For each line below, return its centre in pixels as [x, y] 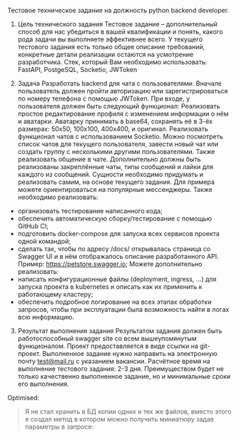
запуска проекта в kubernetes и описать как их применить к [110, 287]
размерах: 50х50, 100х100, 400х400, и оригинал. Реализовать [113, 129]
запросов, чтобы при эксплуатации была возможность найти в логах [123, 309]
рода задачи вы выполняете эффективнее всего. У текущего [110, 39]
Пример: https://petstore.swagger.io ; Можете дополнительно [110, 264]
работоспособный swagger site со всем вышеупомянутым [107, 338]
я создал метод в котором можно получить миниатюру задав [119, 419]
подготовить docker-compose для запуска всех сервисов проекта [118, 234]
